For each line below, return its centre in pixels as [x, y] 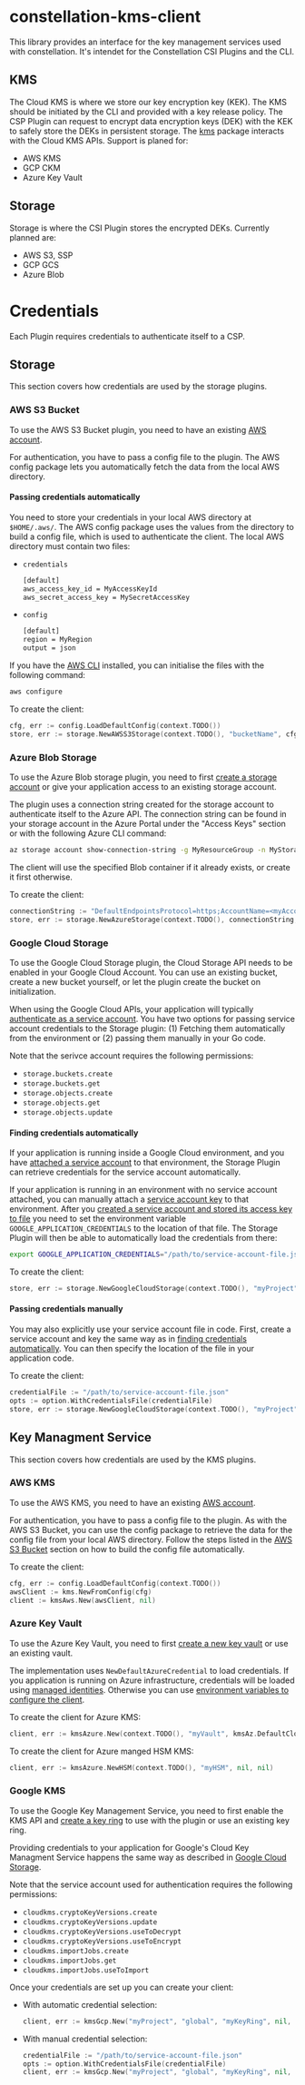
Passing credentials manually [66, 1309]
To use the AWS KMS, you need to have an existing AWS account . [133, 1502]
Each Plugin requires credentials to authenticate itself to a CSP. [127, 336]
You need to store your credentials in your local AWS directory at [131, 517]
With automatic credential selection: [89, 2004]
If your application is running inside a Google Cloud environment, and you [147, 1153]
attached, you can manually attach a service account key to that [129, 1199]
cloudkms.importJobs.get [69, 1961]
